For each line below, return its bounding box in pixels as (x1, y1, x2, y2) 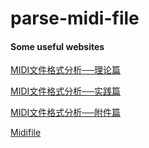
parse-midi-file (10, 7, 140, 30)
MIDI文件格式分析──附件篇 (10, 107, 122, 119)
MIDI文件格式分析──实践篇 (10, 85, 122, 97)
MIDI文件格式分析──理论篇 (10, 64, 122, 76)
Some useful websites (10, 40, 105, 52)
